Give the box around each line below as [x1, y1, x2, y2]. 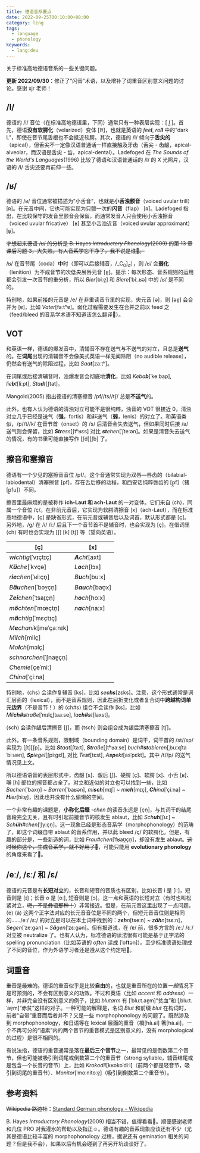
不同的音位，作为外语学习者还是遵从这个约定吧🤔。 [11, 946, 135, 953]
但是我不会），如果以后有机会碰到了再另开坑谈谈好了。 [16, 1140, 150, 1148]
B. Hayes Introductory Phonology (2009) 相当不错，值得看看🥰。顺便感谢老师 [6, 1118, 193, 1125]
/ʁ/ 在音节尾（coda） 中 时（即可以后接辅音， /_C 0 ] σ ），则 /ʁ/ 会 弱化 [6, 260, 169, 268]
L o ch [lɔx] [74, 563, 101, 571]
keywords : [6, 42, 31, 48]
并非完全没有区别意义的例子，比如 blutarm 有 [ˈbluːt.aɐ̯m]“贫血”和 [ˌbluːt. [16, 997, 193, 1004]
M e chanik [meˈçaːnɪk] [9, 623, 69, 632]
